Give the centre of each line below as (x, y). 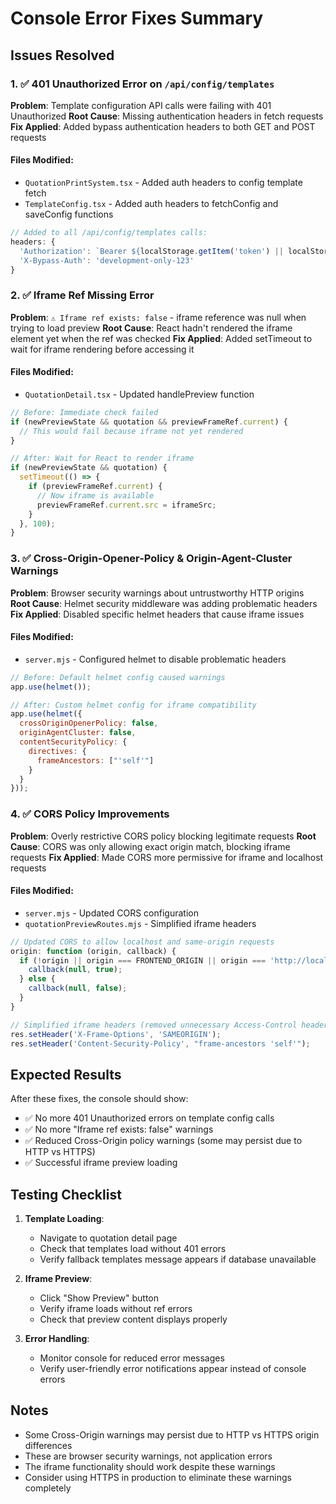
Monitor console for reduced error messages (132, 1358)
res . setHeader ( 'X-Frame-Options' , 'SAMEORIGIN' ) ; (116, 1034)
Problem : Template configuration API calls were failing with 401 (141, 105)
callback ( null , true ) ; (75, 970)
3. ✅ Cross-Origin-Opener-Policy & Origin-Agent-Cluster (151, 559)
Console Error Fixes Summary (137, 18)
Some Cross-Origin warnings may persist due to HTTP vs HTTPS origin (172, 1434)
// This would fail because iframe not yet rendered (131, 431)
